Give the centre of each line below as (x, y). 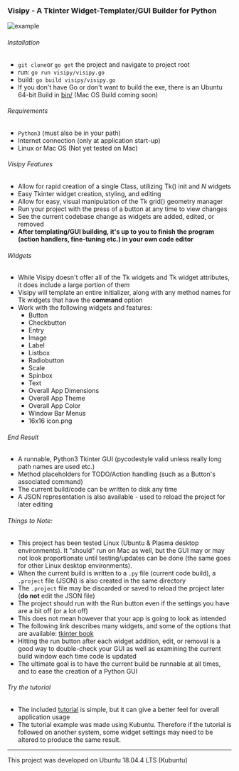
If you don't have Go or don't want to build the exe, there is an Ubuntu (120, 87)
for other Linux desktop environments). (75, 565)
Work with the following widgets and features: (85, 308)
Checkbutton (47, 323)
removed (31, 224)
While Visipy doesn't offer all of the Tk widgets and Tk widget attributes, (123, 277)
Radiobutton (46, 360)
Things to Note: (30, 520)
